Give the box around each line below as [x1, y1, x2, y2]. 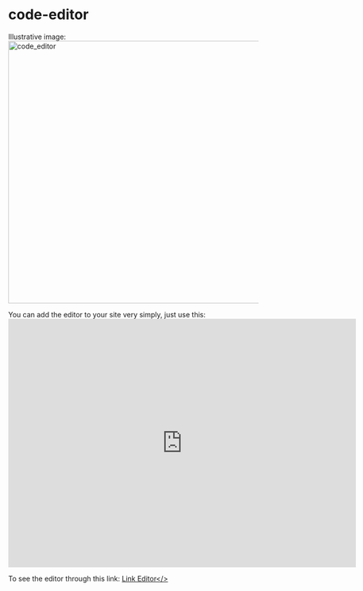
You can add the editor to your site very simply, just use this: [8, 309, 207, 319]
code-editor [8, 6, 89, 24]
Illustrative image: [8, 32, 66, 41]
